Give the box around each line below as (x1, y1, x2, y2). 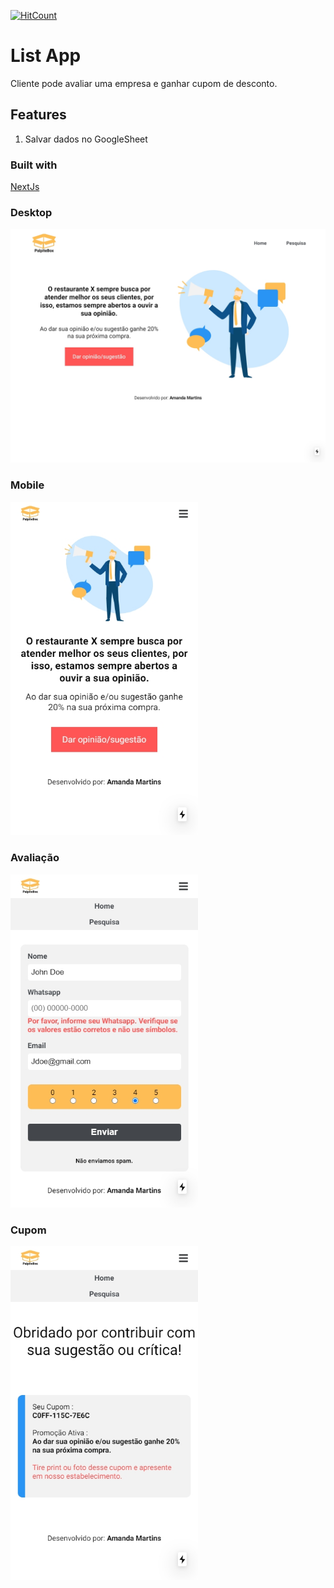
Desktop (10, 205, 53, 219)
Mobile (10, 478, 45, 492)
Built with (10, 158, 58, 172)
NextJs (10, 181, 40, 193)
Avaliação (10, 851, 60, 865)
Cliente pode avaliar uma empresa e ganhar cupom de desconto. (10, 77, 278, 89)
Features (10, 106, 67, 124)
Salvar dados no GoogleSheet (24, 133, 148, 145)
